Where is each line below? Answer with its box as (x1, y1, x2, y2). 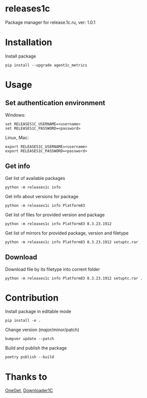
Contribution (5, 292, 59, 303)
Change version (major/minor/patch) (5, 327, 80, 333)
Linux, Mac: (5, 134, 29, 140)
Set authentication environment (5, 99, 105, 107)
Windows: (5, 112, 26, 118)
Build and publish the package (5, 345, 67, 351)
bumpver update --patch (5, 337, 54, 341)
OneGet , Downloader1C (5, 388, 53, 394)
